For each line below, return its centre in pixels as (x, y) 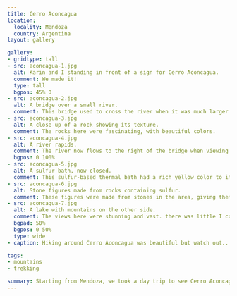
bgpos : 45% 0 (33, 92)
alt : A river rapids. (45, 144)
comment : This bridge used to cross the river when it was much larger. (123, 112)
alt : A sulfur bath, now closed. (63, 171)
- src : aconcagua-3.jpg (42, 118)
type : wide (30, 236)
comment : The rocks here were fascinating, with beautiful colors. (115, 131)
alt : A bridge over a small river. (66, 105)
